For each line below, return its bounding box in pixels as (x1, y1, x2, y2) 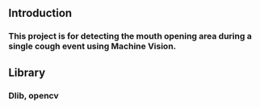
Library (8, 65, 46, 79)
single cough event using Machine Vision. (8, 40, 177, 52)
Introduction (8, 6, 73, 20)
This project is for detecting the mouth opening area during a (8, 31, 252, 42)
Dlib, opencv (8, 90, 59, 101)
